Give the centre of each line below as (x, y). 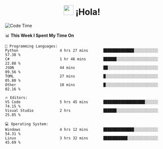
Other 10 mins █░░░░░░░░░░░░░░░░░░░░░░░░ (82, 85)
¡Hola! (88, 12)
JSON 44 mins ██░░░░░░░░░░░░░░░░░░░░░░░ (82, 68)
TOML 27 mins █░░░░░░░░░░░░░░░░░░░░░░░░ (82, 76)
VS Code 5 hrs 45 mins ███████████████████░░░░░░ (82, 102)
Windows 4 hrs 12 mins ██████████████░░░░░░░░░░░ (82, 129)
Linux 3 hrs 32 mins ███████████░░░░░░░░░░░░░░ (82, 138)
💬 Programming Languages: (31, 46)
